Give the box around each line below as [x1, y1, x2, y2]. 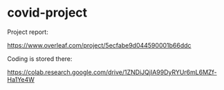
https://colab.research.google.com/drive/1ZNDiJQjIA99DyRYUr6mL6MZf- [7, 68, 217, 76]
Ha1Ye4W [7, 75, 35, 84]
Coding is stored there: [7, 54, 73, 63]
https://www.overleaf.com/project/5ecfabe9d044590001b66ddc [7, 41, 192, 49]
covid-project [7, 5, 88, 21]
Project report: [7, 28, 48, 36]
